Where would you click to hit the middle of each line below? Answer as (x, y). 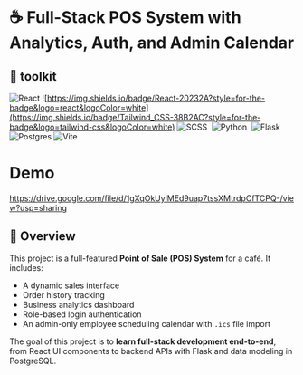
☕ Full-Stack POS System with (125, 18)
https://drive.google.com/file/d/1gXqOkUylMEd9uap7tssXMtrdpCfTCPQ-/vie (152, 198)
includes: (26, 267)
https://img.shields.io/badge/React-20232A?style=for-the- (156, 98)
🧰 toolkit (33, 77)
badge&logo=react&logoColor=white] (79, 108)
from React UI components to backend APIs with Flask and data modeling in (151, 351)
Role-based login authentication (82, 314)
